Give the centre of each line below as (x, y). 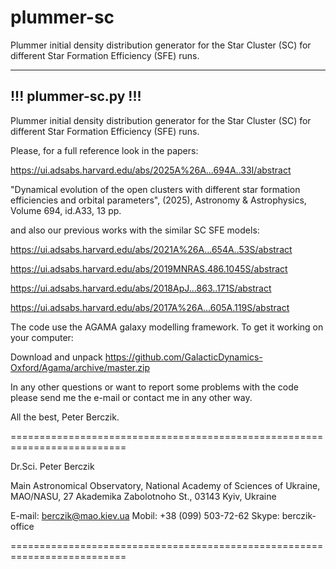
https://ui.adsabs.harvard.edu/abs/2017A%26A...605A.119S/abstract (150, 307)
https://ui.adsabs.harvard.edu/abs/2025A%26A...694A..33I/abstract (151, 170)
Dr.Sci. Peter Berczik (52, 466)
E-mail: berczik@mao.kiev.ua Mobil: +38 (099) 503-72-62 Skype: (145, 515)
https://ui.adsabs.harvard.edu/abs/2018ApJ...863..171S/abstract (141, 288)
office (22, 526)
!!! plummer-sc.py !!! (76, 96)
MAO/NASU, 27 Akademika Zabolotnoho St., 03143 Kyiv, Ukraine (143, 496)
